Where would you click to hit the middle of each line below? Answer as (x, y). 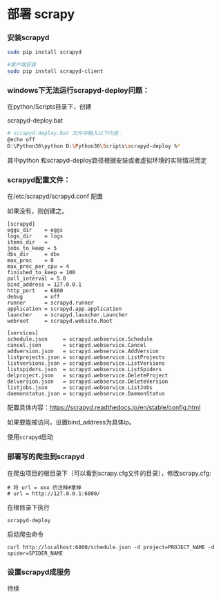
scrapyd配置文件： (39, 179)
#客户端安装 (22, 65)
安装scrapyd (28, 37)
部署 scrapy (41, 14)
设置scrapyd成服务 (39, 572)
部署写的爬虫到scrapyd (46, 456)
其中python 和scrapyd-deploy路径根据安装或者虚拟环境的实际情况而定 (107, 161)
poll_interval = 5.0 (37, 279)
